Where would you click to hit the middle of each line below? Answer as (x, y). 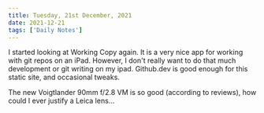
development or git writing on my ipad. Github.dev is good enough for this (128, 69)
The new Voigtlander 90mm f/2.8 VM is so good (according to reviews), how (132, 93)
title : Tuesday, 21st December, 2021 (70, 15)
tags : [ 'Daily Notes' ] (45, 30)
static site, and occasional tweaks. (64, 77)
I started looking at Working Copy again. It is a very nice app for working (126, 53)
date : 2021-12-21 (37, 23)
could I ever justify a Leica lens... (61, 101)
